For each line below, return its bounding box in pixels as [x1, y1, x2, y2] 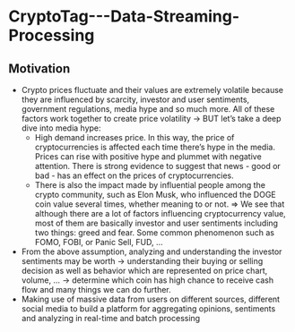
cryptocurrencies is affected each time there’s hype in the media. [34, 141, 275, 152]
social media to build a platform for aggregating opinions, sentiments [21, 303, 276, 314]
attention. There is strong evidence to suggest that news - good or [34, 161, 282, 171]
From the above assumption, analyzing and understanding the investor [21, 246, 282, 257]
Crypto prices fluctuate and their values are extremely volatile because [21, 85, 284, 95]
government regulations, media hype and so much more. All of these [21, 104, 275, 114]
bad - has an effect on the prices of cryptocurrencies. [34, 170, 234, 181]
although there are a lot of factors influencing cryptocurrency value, [34, 209, 286, 218]
